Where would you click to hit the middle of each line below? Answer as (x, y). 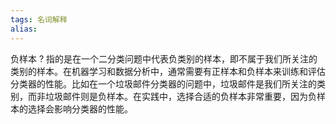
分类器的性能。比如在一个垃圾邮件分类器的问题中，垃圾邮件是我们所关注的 (163, 83)
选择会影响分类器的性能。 (80, 108)
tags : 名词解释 (39, 19)
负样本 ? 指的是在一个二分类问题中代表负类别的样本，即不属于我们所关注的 (164, 58)
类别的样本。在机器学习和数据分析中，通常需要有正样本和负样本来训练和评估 (168, 71)
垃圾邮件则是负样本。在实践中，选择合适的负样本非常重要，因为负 (180, 96)
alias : (24, 29)
